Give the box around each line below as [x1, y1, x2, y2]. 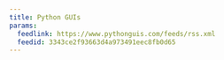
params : [9, 21, 38, 30]
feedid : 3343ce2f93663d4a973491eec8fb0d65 [17, 37, 176, 47]
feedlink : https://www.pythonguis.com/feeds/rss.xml [17, 29, 216, 38]
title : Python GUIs [9, 12, 81, 22]
